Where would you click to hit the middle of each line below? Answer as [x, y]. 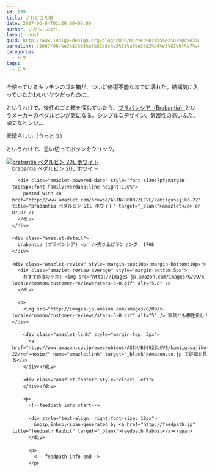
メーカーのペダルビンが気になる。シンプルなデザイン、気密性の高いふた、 [105, 115]
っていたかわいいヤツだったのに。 [49, 95]
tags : [13, 63]
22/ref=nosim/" [31, 354]
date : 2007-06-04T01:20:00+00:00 [49, 23]
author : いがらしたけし [33, 29]
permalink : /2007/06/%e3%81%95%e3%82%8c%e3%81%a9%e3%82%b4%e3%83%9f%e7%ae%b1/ [109, 47]
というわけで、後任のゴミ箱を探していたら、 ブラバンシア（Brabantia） [96, 108]
